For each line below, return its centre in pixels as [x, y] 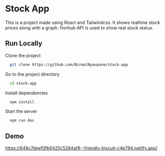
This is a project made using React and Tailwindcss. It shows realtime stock [83, 22]
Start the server [21, 111]
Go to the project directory [32, 74]
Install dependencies [27, 93]
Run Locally [24, 44]
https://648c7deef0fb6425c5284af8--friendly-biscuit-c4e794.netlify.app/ [82, 148]
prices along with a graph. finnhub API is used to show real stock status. [79, 27]
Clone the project [23, 55]
